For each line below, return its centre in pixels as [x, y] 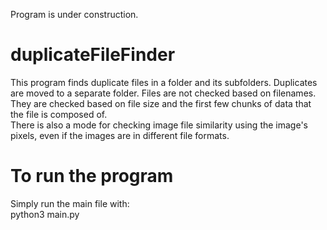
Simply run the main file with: [70, 203]
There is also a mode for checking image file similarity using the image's [159, 125]
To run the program [92, 176]
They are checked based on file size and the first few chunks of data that [161, 103]
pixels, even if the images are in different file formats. [120, 135]
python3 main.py [45, 214]
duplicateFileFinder [93, 55]
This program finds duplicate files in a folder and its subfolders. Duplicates [164, 82]
